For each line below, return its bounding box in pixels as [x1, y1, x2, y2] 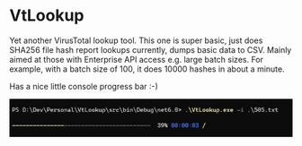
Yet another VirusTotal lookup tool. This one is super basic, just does [9, 35, 263, 46]
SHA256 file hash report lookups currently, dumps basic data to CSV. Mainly [9, 44, 292, 55]
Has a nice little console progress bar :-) [9, 81, 159, 91]
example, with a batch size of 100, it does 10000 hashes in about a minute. [9, 64, 285, 74]
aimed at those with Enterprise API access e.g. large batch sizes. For [9, 54, 263, 64]
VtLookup [9, 5, 84, 26]
